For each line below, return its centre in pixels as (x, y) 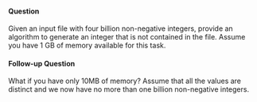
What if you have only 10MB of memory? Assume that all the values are (125, 81)
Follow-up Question (42, 63)
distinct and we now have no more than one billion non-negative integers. (128, 89)
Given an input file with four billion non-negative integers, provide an (121, 28)
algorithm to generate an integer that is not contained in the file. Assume (127, 37)
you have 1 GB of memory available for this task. (87, 45)
